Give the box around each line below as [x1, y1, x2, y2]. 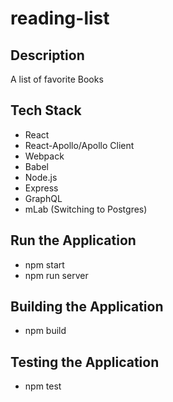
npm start [24, 258, 65, 271]
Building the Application [10, 298, 164, 316]
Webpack [24, 150, 65, 162]
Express [24, 182, 59, 194]
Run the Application [10, 232, 137, 249]
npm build [24, 325, 67, 337]
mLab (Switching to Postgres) [24, 203, 148, 215]
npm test [24, 380, 62, 392]
